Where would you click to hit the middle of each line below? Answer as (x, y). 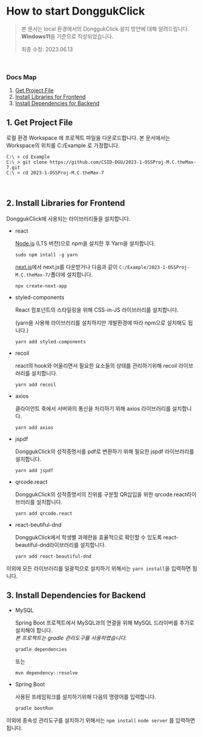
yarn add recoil (35, 385)
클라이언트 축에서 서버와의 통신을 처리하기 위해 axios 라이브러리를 (93, 408)
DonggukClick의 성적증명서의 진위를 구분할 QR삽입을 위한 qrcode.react (101, 494)
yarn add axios (34, 427)
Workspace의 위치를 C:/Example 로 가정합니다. (63, 146)
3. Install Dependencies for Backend (76, 596)
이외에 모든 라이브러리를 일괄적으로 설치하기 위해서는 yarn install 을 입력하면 (98, 568)
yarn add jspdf (34, 470)
